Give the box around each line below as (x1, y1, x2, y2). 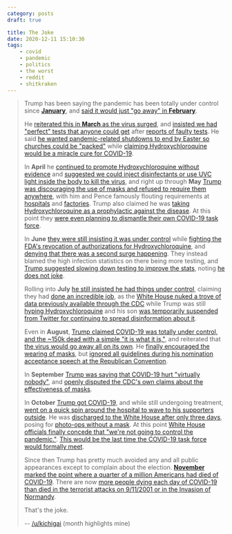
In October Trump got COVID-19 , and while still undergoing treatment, (23, 399, 224, 407)
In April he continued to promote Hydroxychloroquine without (23, 163, 200, 171)
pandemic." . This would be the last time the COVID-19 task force (23, 435, 207, 444)
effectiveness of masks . (23, 385, 93, 394)
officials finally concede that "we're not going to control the (23, 428, 193, 436)
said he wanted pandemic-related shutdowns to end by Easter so (23, 135, 210, 143)
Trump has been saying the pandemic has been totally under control (23, 99, 219, 108)
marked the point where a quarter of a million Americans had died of (23, 470, 219, 479)
